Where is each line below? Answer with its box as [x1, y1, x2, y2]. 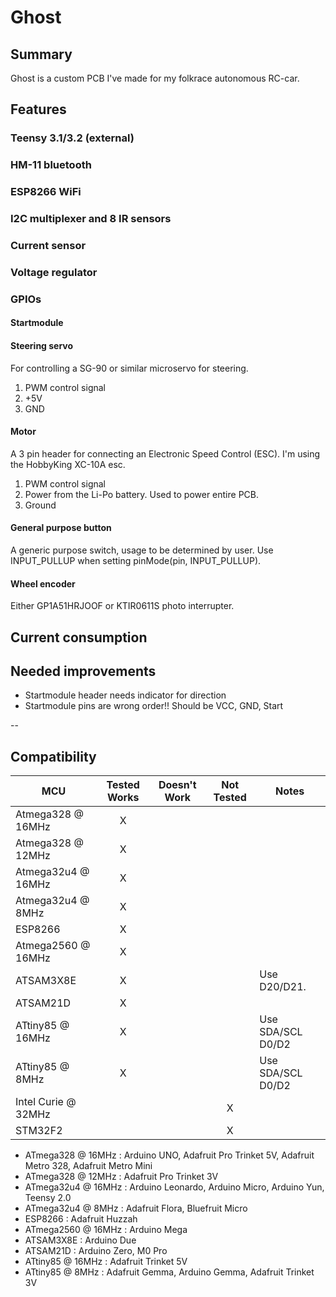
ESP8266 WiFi [10, 185, 82, 199]
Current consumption [10, 629, 148, 646]
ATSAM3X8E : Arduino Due [24, 1234, 137, 1246]
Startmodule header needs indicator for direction [24, 689, 227, 701]
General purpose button [10, 522, 112, 534]
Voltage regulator [10, 265, 98, 279]
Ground [24, 499, 57, 511]
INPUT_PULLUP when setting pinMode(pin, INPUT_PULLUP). [10, 555, 262, 567]
